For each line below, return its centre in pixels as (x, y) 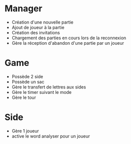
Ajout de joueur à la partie (38, 27)
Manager (23, 9)
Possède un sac (28, 82)
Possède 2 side (27, 76)
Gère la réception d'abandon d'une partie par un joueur (68, 43)
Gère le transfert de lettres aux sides (49, 87)
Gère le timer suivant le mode (42, 92)
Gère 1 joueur (25, 131)
